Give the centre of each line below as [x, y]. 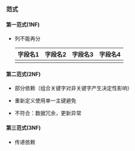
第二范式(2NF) [23, 74]
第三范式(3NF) [23, 127]
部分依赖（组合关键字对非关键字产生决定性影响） [73, 88]
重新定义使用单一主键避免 [45, 100]
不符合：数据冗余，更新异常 [48, 113]
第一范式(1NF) [23, 24]
